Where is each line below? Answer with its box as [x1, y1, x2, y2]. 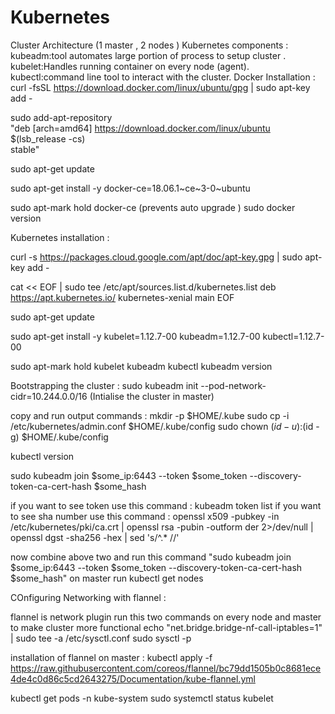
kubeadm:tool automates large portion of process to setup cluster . [10, 49, 287, 61]
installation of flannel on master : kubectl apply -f [10, 651, 213, 663]
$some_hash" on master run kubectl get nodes [10, 572, 204, 584]
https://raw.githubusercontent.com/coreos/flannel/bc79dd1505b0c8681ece [10, 662, 322, 674]
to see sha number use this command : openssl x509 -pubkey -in [10, 510, 280, 522]
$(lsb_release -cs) [10, 132, 86, 145]
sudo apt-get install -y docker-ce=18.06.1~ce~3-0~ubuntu [10, 182, 251, 194]
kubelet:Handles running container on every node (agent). [10, 60, 250, 72]
